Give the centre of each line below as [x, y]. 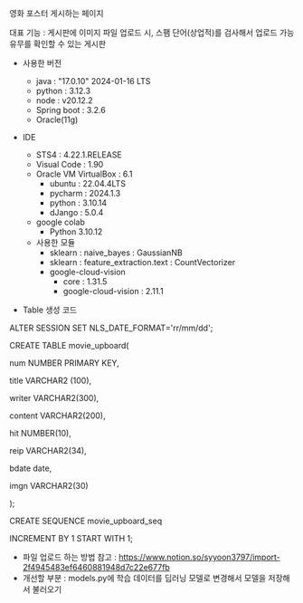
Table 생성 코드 [50, 310]
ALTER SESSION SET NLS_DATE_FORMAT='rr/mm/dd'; [111, 328]
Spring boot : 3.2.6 [71, 110]
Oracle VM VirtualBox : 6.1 [84, 174]
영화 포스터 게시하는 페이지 [57, 13]
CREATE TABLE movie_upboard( [69, 345]
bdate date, [31, 468]
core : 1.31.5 [85, 282]
